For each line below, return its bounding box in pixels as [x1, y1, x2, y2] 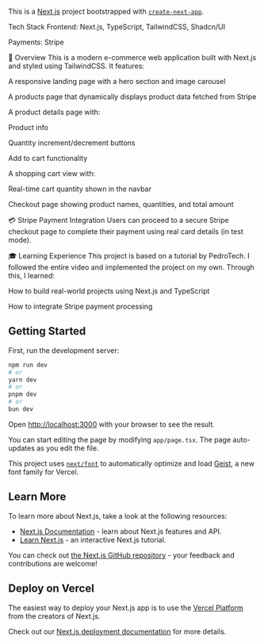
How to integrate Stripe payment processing [8, 301, 153, 311]
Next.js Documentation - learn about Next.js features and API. [19, 527, 222, 536]
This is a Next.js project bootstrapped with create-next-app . [8, 7, 205, 16]
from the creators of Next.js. [8, 611, 101, 621]
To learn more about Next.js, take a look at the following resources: [8, 511, 228, 520]
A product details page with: [8, 107, 101, 117]
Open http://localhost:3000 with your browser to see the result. [8, 420, 216, 429]
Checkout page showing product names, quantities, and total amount [8, 200, 234, 209]
